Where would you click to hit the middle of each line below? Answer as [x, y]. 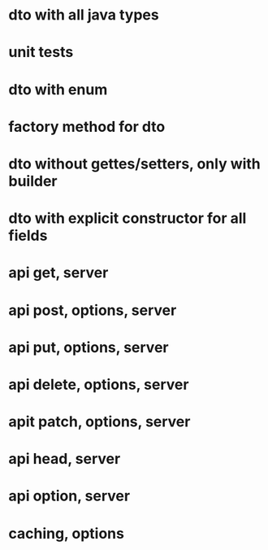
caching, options [66, 533]
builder [33, 181]
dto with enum [58, 89]
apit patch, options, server [99, 422]
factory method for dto [87, 127]
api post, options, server [93, 310]
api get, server [58, 273]
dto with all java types [84, 15]
